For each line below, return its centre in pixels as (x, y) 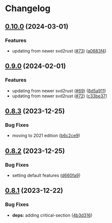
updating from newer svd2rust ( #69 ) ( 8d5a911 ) (59, 91)
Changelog (28, 9)
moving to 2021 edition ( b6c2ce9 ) (46, 136)
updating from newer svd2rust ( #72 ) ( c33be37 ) (60, 96)
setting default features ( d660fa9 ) (46, 175)
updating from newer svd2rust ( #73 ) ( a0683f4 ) (59, 51)
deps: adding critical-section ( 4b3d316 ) (52, 215)
